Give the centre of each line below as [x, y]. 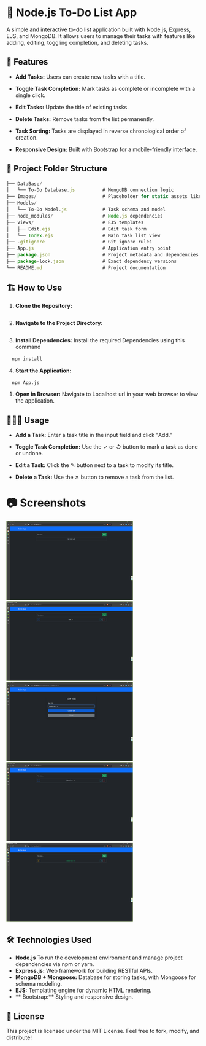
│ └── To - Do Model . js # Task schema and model [86, 210]
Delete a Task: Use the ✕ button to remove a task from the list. [94, 477]
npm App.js [26, 383]
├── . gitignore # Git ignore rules [79, 242]
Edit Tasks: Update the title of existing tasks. [72, 107]
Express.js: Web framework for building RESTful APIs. [84, 971]
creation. [26, 137]
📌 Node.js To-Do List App [72, 13]
